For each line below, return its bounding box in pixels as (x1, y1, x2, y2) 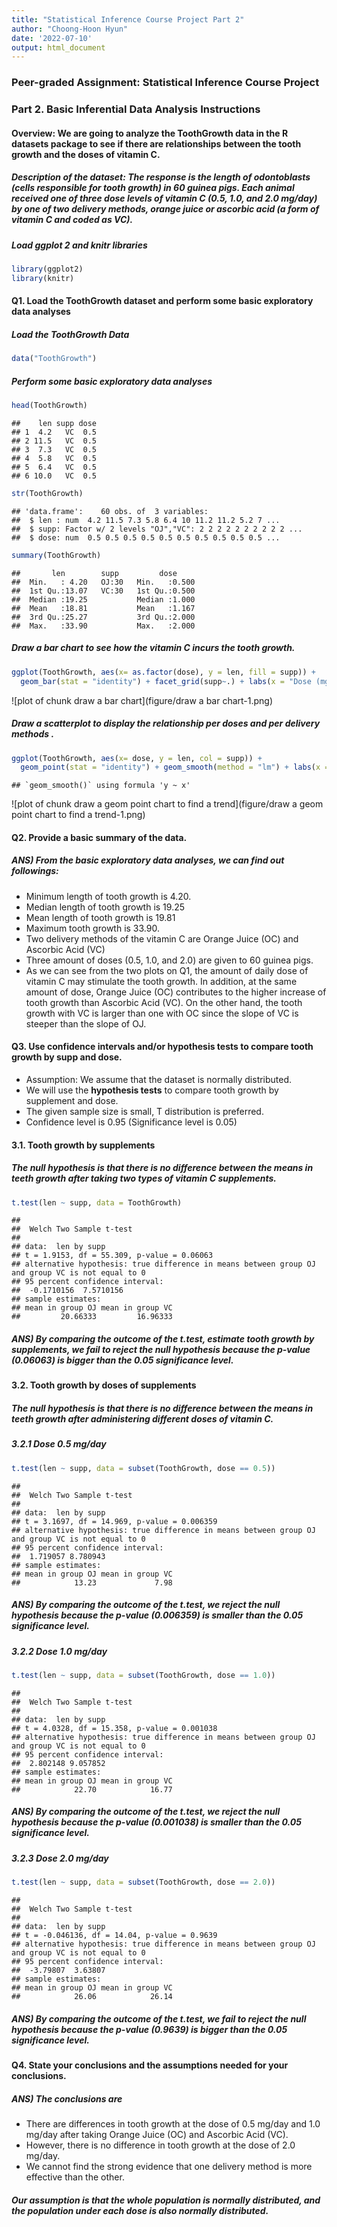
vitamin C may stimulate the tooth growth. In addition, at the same (25, 975, 298, 987)
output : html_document (11, 42, 106, 53)
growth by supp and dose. (11, 1051, 123, 1063)
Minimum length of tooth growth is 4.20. (25, 890, 192, 902)
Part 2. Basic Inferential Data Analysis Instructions (11, 102, 261, 116)
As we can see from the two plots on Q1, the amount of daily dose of (25, 964, 309, 976)
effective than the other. (25, 2171, 125, 2183)
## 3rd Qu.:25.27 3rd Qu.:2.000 (11, 612, 196, 622)
